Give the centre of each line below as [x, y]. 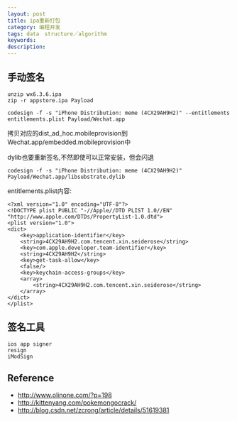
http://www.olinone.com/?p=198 [65, 395]
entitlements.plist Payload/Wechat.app [66, 119]
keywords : [22, 40]
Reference [31, 378]
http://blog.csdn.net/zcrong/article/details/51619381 [93, 410]
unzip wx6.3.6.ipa [34, 94]
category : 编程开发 [34, 27]
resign [17, 350]
